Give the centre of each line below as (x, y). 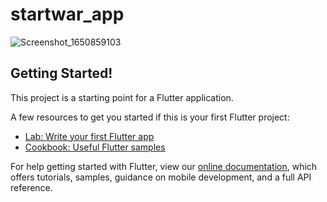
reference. (31, 187)
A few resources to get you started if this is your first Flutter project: (150, 117)
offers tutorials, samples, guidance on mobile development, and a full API (161, 177)
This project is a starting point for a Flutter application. (122, 97)
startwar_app (67, 14)
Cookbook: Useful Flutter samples (95, 147)
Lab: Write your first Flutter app (89, 136)
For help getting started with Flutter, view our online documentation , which (164, 166)
